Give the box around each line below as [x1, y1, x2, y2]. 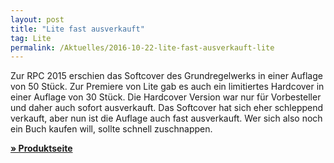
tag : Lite [10, 33, 52, 43]
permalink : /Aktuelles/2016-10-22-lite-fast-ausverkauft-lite [10, 42, 275, 53]
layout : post [10, 14, 65, 25]
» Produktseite [10, 142, 73, 155]
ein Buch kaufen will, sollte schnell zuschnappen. [10, 123, 213, 135]
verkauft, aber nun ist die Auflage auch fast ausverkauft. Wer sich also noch [10, 112, 323, 125]
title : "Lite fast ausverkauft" [10, 24, 145, 34]
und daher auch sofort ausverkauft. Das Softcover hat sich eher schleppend [10, 102, 324, 114]
